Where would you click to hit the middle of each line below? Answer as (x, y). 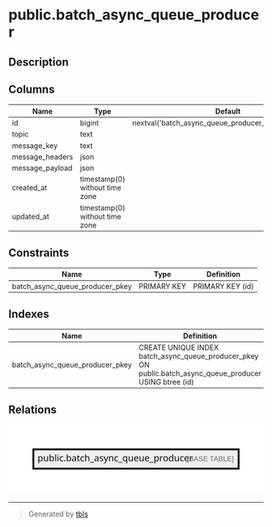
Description (38, 62)
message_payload (42, 168)
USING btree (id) (166, 381)
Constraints (39, 253)
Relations (33, 409)
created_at (30, 188)
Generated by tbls (58, 514)
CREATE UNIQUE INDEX (179, 347)
